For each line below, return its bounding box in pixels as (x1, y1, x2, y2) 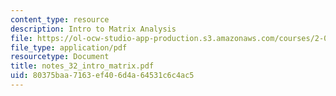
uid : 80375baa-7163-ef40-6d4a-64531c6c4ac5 (10, 71, 195, 81)
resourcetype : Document (10, 52, 110, 62)
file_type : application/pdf (10, 42, 128, 53)
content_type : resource (10, 14, 110, 25)
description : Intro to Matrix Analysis (10, 24, 177, 34)
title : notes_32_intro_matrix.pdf (10, 61, 155, 71)
